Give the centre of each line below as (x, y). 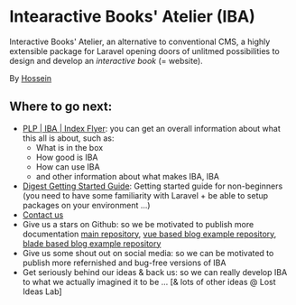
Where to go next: (61, 107)
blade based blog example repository (92, 243)
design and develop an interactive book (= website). (106, 60)
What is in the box (69, 147)
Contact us (43, 215)
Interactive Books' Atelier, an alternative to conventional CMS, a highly (140, 42)
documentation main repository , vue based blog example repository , (149, 234)
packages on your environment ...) (86, 205)
